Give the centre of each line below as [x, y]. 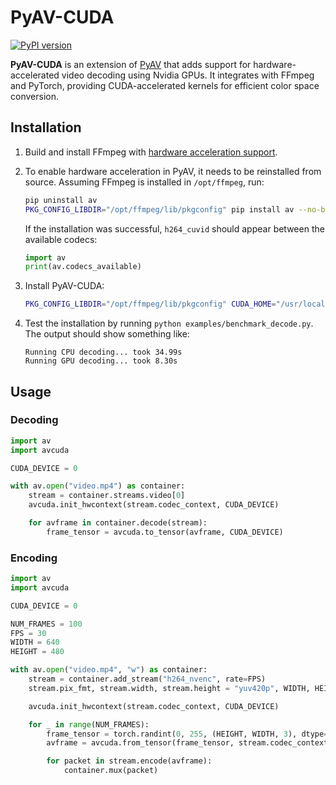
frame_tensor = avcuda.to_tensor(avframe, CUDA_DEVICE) [165, 532]
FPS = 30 [28, 633]
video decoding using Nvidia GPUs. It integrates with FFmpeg [188, 75]
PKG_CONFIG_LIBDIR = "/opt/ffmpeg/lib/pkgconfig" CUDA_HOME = [150, 304]
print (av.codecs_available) [83, 267]
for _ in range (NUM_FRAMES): [89, 724]
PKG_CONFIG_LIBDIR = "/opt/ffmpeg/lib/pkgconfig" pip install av [159, 209]
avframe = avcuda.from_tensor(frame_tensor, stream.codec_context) [189, 743]
